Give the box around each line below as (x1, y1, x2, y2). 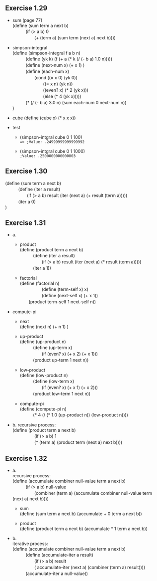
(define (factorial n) (19, 280, 60, 286)
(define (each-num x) (25, 68, 70, 74)
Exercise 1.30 (5, 167, 48, 176)
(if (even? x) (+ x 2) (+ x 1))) (41, 351, 98, 357)
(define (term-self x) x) (41, 286, 88, 292)
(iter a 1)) (33, 265, 51, 271)
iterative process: (12, 541, 48, 547)
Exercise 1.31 (5, 219, 46, 227)
